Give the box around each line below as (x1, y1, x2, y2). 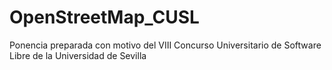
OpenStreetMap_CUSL (9, 6, 200, 29)
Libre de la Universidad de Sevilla (9, 49, 147, 61)
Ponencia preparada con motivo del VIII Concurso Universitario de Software (9, 39, 322, 51)
